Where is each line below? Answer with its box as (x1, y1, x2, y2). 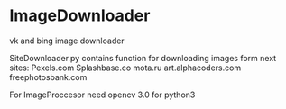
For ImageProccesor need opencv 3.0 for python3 (9, 89, 196, 100)
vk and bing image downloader (9, 35, 125, 46)
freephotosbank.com (9, 71, 88, 82)
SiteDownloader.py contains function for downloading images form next (9, 52, 277, 63)
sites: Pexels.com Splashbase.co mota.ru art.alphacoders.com (9, 62, 242, 73)
